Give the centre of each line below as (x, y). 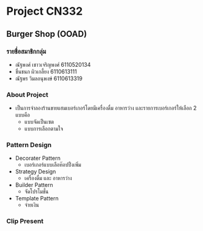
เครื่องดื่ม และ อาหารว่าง (48, 178)
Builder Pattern (34, 185)
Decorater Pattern (38, 158)
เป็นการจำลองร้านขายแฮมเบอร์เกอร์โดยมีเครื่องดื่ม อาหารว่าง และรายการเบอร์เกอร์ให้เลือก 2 (106, 108)
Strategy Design (35, 172)
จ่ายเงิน (31, 205)
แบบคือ (23, 115)
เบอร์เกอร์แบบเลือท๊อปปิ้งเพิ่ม (53, 165)
